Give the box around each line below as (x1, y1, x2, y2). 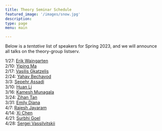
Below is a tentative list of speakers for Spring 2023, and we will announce (5, 43, 157, 49)
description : (5, 16, 32, 21)
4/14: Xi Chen (5, 110, 33, 116)
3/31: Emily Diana (5, 100, 40, 105)
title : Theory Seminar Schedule (5, 7, 72, 12)
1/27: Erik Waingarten (5, 58, 48, 64)
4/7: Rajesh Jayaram (5, 105, 47, 111)
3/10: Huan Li (5, 84, 32, 90)
